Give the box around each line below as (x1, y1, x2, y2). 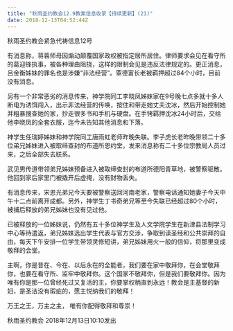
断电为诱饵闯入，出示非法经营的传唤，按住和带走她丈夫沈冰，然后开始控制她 (7, 100, 226, 109)
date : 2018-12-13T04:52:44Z (7, 17, 89, 24)
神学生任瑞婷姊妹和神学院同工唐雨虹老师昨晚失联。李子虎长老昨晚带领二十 (7, 132, 220, 141)
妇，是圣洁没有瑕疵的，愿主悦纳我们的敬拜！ (7, 287, 135, 295)
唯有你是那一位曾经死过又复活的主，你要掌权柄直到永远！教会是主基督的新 (7, 278, 220, 286)
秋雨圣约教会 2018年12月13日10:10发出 (7, 316, 116, 324)
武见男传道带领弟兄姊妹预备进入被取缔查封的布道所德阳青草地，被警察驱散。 (7, 164, 226, 173)
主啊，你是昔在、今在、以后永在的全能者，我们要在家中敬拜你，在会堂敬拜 (7, 260, 220, 269)
